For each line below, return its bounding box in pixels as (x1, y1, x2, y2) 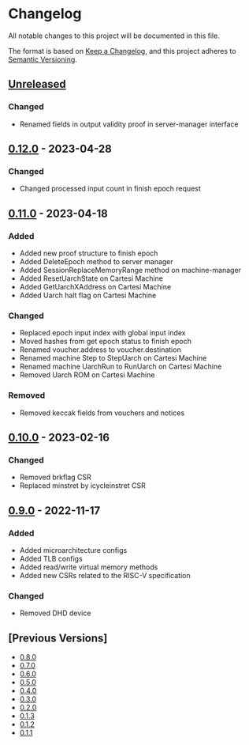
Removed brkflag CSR (19, 472, 92, 482)
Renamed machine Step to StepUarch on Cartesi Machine (19, 354, 207, 363)
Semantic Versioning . (8, 55, 77, 64)
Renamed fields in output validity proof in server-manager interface (19, 119, 239, 129)
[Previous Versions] (8, 631, 108, 645)
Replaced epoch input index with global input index (19, 328, 186, 338)
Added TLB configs (19, 554, 83, 563)
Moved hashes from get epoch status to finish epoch (19, 337, 191, 346)
